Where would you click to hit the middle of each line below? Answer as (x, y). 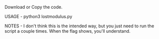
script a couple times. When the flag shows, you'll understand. (68, 31)
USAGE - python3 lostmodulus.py (38, 16)
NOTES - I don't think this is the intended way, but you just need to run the (79, 26)
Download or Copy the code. (34, 7)
